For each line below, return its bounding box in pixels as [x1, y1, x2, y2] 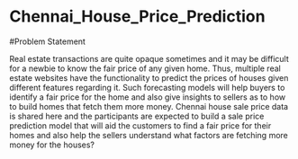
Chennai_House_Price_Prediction [9, 6, 266, 27]
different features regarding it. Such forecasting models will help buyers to [9, 82, 285, 93]
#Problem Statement [9, 36, 86, 47]
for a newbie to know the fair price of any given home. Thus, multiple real [9, 63, 281, 74]
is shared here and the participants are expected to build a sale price [9, 110, 265, 121]
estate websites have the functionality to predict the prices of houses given [9, 72, 289, 83]
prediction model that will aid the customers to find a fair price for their [9, 119, 272, 131]
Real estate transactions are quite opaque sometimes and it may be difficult [9, 53, 290, 64]
